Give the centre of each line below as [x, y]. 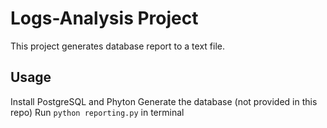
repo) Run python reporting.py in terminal [97, 112]
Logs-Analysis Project [104, 18]
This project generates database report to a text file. [117, 46]
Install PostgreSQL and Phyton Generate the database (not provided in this [164, 101]
